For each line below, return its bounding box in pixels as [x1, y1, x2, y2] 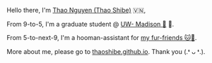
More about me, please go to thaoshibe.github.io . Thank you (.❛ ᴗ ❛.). [6, 48, 206, 55]
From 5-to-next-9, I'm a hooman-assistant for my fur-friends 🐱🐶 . [6, 34, 197, 41]
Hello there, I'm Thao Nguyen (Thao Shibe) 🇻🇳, [6, 6, 146, 14]
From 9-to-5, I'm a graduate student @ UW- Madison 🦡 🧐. [6, 20, 175, 28]
